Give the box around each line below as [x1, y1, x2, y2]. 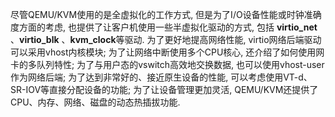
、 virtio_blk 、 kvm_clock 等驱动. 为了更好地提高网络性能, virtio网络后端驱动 [10, 34, 322, 45]
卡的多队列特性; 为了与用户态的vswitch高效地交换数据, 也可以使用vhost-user [10, 59, 325, 70]
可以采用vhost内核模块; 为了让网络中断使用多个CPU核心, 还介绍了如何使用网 [10, 46, 325, 58]
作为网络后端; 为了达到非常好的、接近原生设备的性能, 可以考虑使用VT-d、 [10, 71, 313, 83]
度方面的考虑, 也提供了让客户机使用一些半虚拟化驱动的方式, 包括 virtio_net [10, 21, 318, 33]
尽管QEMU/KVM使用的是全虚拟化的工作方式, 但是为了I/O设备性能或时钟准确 [10, 9, 322, 20]
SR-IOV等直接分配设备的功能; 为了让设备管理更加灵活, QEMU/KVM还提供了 [10, 84, 319, 95]
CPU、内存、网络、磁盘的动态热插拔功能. [10, 96, 181, 108]
